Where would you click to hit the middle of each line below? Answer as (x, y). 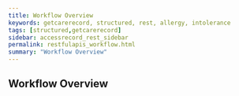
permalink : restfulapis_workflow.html (72, 45)
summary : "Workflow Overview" (58, 52)
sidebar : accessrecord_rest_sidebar (68, 37)
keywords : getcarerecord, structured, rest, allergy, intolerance (119, 23)
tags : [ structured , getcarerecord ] (65, 30)
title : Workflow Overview (50, 15)
